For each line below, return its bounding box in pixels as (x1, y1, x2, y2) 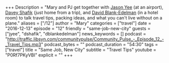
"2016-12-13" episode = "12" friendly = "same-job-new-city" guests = (5, 25, 151, 31)
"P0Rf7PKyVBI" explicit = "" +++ (5, 52, 73, 58)
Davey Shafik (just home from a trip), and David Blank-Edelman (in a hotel (5, 9, 158, 15)
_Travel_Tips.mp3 (5, 41, 41, 47)
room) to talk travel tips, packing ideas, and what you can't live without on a (5, 15, 162, 20)
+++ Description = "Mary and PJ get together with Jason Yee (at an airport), (5, 4, 163, 10)
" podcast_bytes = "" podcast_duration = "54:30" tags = (41, 41, 158, 47)
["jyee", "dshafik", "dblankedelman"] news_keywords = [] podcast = (5, 31, 146, 36)
